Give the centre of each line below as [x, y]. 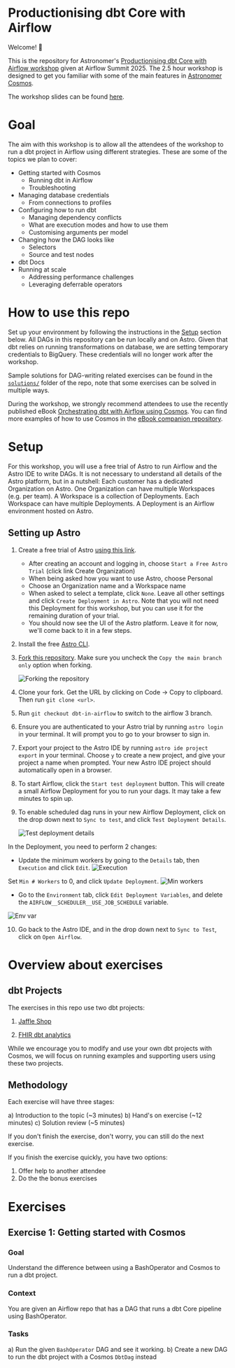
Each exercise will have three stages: [61, 1102]
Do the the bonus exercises [57, 1178]
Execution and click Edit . [54, 867]
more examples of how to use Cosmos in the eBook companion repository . [115, 419]
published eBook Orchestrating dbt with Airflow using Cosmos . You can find [117, 411]
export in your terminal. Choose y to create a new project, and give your [122, 755]
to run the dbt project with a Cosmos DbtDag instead [82, 1357]
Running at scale [42, 269]
